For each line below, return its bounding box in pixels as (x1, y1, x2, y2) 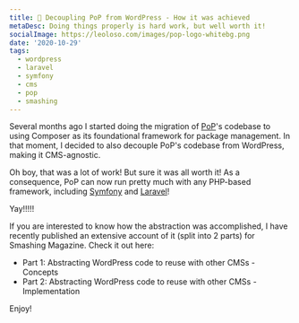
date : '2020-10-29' (9, 38, 82, 48)
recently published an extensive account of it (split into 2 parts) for (9, 231, 255, 241)
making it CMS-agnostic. (9, 150, 101, 161)
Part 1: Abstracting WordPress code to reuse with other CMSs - (21, 258, 256, 268)
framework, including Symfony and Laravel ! (9, 186, 170, 197)
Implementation (21, 286, 81, 297)
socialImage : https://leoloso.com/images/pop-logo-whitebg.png (9, 30, 251, 39)
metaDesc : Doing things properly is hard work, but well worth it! (9, 22, 267, 31)
